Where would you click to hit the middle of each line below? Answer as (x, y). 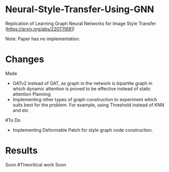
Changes (25, 59)
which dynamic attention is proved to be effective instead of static (82, 89)
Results (22, 151)
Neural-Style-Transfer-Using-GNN (80, 9)
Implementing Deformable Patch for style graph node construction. (83, 130)
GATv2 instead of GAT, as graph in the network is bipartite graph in (82, 83)
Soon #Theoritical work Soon (36, 164)
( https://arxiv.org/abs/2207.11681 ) (40, 28)
